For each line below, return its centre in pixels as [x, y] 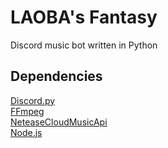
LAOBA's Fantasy [84, 17]
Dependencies [56, 76]
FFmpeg [27, 111]
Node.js [26, 132]
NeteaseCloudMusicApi [59, 122]
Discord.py [33, 100]
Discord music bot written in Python [84, 45]
